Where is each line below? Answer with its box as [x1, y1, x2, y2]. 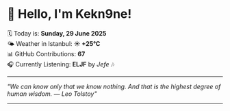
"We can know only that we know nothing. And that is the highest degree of [7, 82, 221, 90]
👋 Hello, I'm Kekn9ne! [7, 6, 132, 22]
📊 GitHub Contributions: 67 [7, 49, 86, 58]
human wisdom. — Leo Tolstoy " [7, 89, 97, 98]
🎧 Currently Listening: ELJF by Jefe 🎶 [7, 60, 115, 68]
